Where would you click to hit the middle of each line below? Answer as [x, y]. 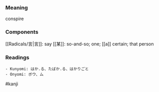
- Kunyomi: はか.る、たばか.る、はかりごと [47, 69]
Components [22, 32]
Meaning [17, 8]
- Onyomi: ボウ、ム [24, 74]
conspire [15, 19]
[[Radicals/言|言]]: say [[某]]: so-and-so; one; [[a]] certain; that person [79, 44]
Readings [17, 57]
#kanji [12, 84]
